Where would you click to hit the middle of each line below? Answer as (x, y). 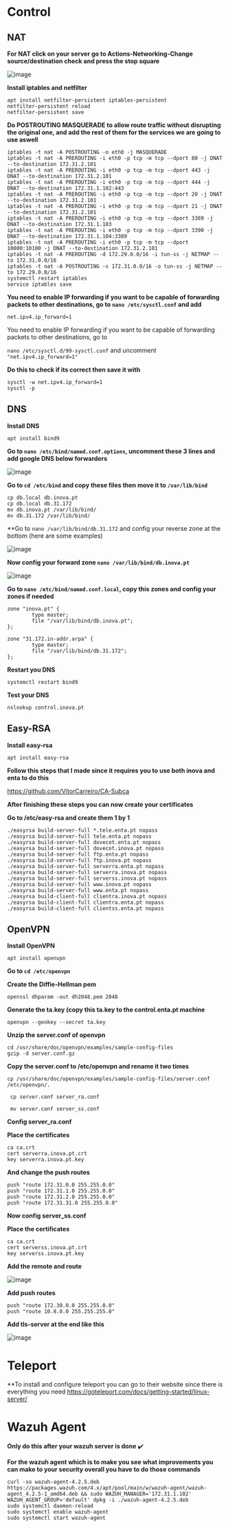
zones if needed (31, 596)
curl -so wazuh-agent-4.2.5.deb (53, 1482)
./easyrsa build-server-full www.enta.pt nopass (78, 890)
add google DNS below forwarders (57, 458)
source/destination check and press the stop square (83, 61)
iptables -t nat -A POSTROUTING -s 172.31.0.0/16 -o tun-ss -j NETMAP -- (115, 266)
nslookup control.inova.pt (46, 707)
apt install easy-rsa (38, 757)
